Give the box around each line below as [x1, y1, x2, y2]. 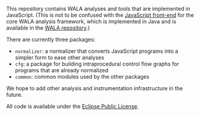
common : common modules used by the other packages [14, 73, 150, 80]
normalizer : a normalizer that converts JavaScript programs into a [14, 47, 178, 55]
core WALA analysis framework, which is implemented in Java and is [6, 18, 177, 25]
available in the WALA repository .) [6, 24, 90, 31]
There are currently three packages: [6, 36, 96, 43]
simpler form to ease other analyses [14, 54, 105, 61]
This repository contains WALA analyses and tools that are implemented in [6, 5, 190, 12]
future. [6, 91, 23, 98]
